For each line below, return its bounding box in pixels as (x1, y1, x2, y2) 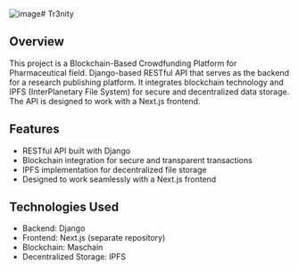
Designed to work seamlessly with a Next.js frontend (21, 174, 217, 185)
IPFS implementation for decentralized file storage (21, 164, 207, 175)
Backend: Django (21, 223, 86, 234)
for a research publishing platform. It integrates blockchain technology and (9, 77, 284, 87)
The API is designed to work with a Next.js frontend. (9, 95, 201, 106)
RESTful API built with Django (21, 145, 131, 156)
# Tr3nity (40, 9, 74, 19)
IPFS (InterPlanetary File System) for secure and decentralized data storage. (9, 86, 290, 97)
